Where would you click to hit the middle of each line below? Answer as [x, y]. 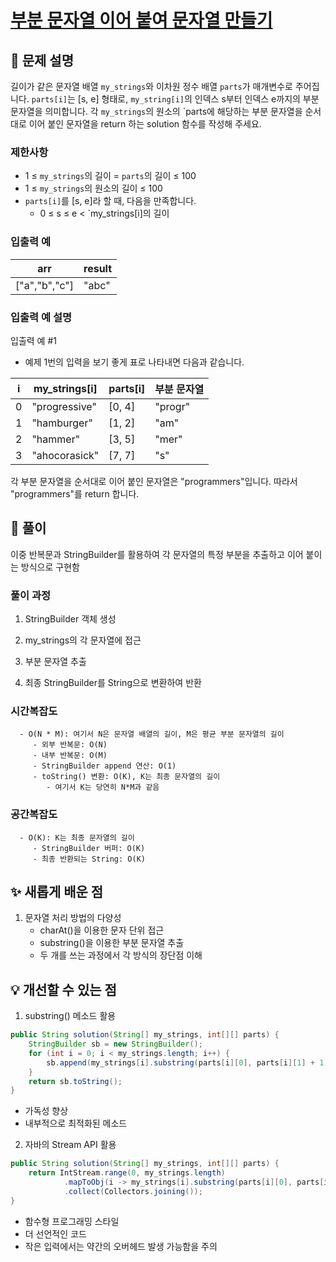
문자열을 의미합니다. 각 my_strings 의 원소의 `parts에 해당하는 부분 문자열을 [156, 111]
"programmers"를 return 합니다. [75, 493]
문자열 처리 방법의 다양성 [73, 918]
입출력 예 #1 [33, 340]
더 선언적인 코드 [55, 1233]
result [98, 268]
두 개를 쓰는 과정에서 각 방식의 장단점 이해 [121, 955]
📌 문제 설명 [42, 60]
